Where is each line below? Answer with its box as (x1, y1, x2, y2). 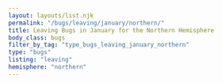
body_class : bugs (8, 33, 66, 42)
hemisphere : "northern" (8, 63, 87, 71)
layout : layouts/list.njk (8, 11, 94, 20)
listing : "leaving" (8, 56, 73, 64)
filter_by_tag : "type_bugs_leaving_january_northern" (8, 41, 190, 49)
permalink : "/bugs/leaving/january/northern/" (8, 19, 165, 27)
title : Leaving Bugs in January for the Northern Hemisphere (8, 26, 215, 34)
